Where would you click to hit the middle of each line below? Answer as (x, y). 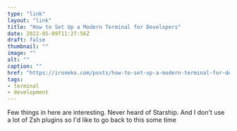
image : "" (22, 54)
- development (28, 92)
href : (15, 73)
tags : (15, 79)
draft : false (26, 40)
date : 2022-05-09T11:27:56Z (49, 33)
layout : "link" (30, 20)
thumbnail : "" (28, 46)
